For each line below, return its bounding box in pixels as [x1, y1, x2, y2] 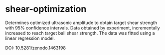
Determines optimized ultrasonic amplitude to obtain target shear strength [5, 20, 158, 26]
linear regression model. [5, 35, 55, 41]
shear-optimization [5, 3, 87, 15]
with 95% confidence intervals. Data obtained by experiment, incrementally [5, 25, 161, 30]
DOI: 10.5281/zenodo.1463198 [5, 45, 66, 51]
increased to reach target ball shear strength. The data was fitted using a [5, 30, 156, 36]
